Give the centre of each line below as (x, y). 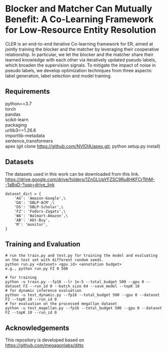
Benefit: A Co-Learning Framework (79, 19)
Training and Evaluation (43, 244)
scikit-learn (17, 119)
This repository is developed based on (45, 340)
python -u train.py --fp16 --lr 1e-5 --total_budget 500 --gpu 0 (74, 282)
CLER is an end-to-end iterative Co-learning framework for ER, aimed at (79, 44)
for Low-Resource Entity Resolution (81, 30)
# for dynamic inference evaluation (43, 291)
